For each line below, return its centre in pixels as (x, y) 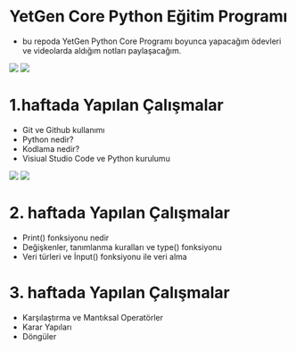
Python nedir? (48, 139)
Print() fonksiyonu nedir (66, 238)
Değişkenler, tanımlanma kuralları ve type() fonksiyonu (122, 247)
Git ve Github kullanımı (63, 130)
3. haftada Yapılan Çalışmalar (119, 293)
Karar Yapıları (47, 327)
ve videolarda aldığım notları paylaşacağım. (102, 50)
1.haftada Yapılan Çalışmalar (117, 105)
